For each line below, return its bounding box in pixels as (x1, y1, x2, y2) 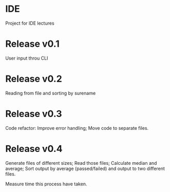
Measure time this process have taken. (5, 181, 87, 187)
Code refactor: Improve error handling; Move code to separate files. (5, 125, 149, 131)
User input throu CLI (5, 55, 48, 61)
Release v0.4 (5, 143, 63, 155)
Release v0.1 (5, 38, 60, 50)
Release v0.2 (5, 73, 63, 85)
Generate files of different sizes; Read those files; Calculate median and (5, 160, 157, 166)
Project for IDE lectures (5, 20, 55, 26)
